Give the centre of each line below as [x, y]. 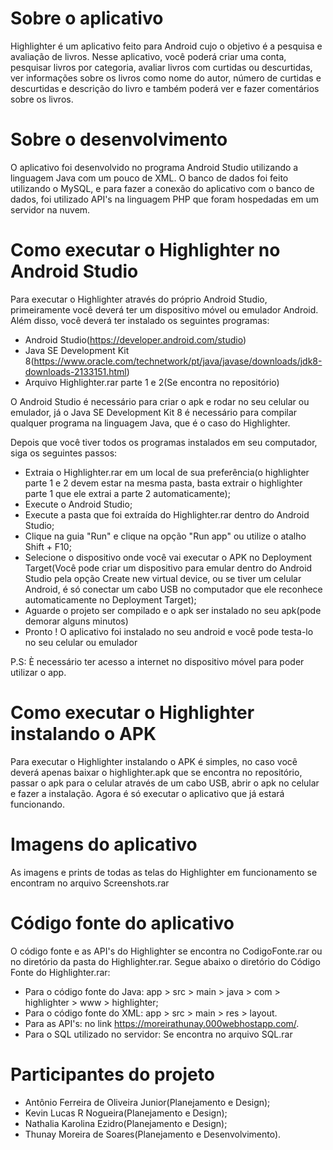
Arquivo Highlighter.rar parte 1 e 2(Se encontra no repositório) [152, 382]
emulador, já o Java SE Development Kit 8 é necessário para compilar [154, 412]
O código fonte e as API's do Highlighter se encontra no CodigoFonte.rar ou [166, 951]
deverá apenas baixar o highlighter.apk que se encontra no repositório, [156, 772]
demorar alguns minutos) [76, 621]
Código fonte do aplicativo [122, 923]
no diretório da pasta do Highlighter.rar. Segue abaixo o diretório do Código [165, 961]
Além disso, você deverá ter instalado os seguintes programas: [140, 320]
